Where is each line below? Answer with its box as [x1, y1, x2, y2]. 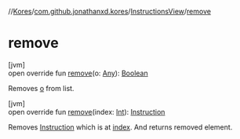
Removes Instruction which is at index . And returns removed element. [8, 122, 233, 132]
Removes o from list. [8, 83, 75, 93]
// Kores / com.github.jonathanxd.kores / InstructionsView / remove [8, 7, 212, 16]
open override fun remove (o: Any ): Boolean [8, 68, 148, 78]
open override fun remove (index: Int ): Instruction [8, 107, 165, 116]
